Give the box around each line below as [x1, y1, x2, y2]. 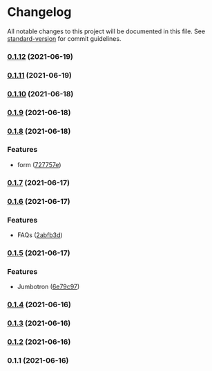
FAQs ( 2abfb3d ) [17, 230, 64, 239]
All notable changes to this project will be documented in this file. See [7, 27, 206, 35]
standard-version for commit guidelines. [7, 34, 122, 42]
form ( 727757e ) [17, 160, 61, 169]
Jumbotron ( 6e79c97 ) [17, 282, 80, 291]
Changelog [7, 4, 72, 20]
